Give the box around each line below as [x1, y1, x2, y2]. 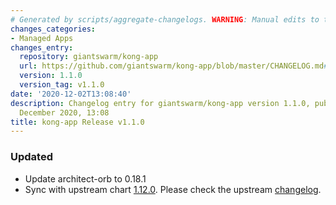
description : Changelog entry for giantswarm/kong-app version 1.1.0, [10, 98, 311, 108]
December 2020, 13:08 [19, 107, 110, 118]
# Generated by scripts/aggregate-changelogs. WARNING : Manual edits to [10, 14, 320, 25]
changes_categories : [10, 24, 97, 34]
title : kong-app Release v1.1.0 [10, 117, 145, 127]
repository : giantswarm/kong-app [19, 52, 159, 62]
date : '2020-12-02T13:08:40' [10, 89, 132, 99]
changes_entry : [10, 42, 74, 53]
